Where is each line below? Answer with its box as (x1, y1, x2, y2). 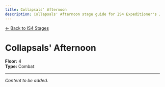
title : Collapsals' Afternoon (5, 7, 67, 12)
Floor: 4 (5, 58, 22, 64)
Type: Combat (5, 64, 34, 69)
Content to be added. (5, 78, 49, 84)
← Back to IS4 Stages (5, 25, 49, 31)
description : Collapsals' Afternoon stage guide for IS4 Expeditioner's (5, 12, 157, 17)
